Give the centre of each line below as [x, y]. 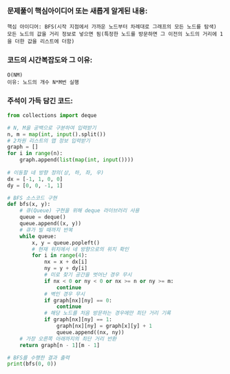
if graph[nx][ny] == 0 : [78, 300]
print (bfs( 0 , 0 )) [32, 364]
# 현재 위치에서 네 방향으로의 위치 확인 [81, 249]
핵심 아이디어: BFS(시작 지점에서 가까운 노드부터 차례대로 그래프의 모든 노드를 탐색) [112, 27]
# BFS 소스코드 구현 [32, 198]
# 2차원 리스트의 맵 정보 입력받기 [49, 141]
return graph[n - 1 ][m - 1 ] [60, 345]
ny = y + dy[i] [66, 269]
